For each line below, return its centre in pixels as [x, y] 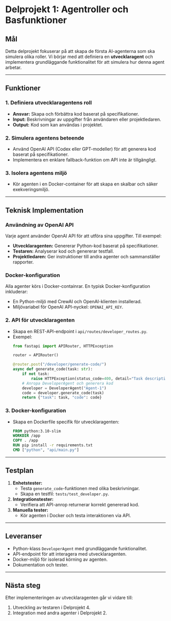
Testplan [20, 470]
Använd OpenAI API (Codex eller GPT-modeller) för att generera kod [84, 149]
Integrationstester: [33, 499]
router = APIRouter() [35, 355]
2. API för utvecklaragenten [40, 320]
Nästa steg [23, 585]
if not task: [36, 374]
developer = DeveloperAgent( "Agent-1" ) [64, 388]
